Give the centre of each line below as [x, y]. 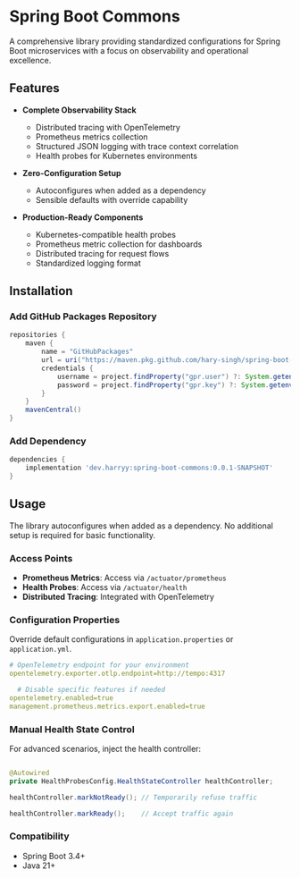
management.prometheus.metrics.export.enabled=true [107, 706]
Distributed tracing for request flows [102, 253]
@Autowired [29, 773]
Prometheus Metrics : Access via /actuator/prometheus [124, 578]
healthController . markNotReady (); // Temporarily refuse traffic [133, 798]
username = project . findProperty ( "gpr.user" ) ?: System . [165, 376]
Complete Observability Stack [79, 110]
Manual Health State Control [72, 729]
